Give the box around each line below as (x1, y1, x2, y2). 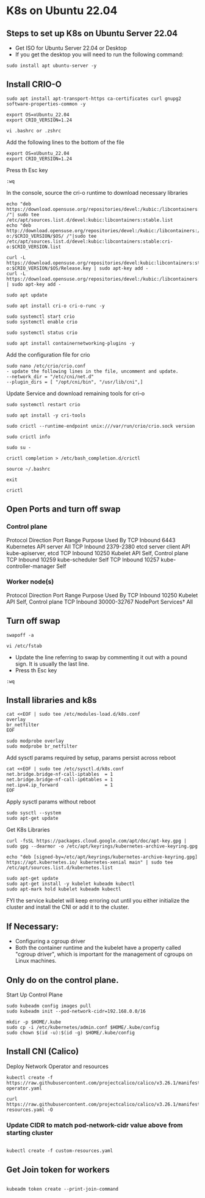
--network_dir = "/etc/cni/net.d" (6, 373, 95, 380)
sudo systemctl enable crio (6, 319, 78, 325)
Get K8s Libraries (6, 826, 50, 833)
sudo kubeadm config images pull (6, 1003, 92, 1009)
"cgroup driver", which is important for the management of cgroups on (15, 950, 193, 958)
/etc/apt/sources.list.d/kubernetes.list (6, 865, 113, 871)
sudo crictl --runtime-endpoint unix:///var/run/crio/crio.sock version (6, 423, 195, 429)
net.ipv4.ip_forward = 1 (6, 782, 113, 788)
